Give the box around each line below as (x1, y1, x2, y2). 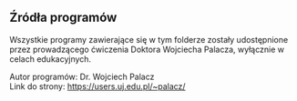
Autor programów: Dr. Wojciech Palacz (9, 71, 155, 82)
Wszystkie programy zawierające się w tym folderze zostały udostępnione (9, 34, 289, 45)
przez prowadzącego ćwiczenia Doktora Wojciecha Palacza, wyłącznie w (9, 44, 285, 55)
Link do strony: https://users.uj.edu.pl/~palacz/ (9, 80, 186, 92)
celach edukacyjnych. (9, 53, 92, 65)
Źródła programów (9, 10, 118, 25)
